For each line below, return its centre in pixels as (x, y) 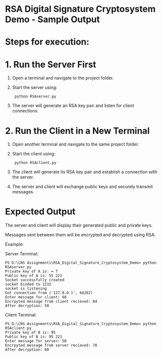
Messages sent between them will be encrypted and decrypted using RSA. (81, 235)
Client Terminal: (21, 315)
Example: (14, 245)
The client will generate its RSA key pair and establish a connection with (85, 172)
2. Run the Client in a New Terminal (78, 131)
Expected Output (40, 212)
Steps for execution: (47, 42)
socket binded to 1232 (28, 284)
